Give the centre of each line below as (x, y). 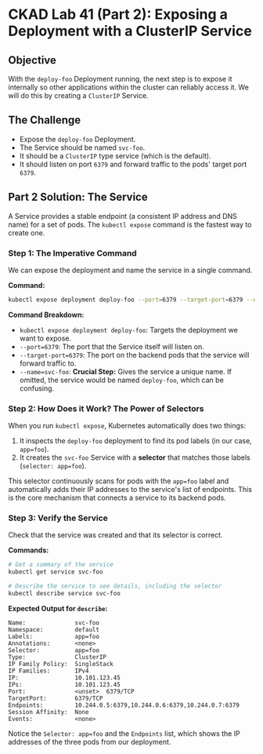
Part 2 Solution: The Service (78, 197)
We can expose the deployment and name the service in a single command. (130, 270)
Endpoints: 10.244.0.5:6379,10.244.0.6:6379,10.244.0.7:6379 (124, 705)
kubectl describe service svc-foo (65, 594)
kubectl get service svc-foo (56, 572)
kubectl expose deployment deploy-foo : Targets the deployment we (129, 330)
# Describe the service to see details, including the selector (115, 586)
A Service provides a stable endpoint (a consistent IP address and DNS (122, 216)
